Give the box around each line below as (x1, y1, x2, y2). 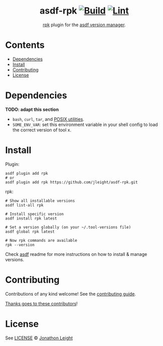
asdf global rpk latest (5, 229, 55, 234)
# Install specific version (5, 212, 64, 217)
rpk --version (5, 242, 35, 247)
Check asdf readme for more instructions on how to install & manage (5, 251, 147, 257)
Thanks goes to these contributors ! (5, 300, 78, 307)
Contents (5, 39, 45, 51)
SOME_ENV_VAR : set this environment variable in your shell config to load (12, 121, 158, 127)
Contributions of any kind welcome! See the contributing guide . (5, 291, 136, 297)
